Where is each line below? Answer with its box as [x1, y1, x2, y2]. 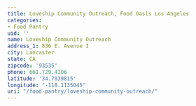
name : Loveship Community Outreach [7, 36, 111, 43]
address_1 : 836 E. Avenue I [7, 43, 90, 50]
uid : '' [7, 29, 30, 37]
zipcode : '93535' [7, 62, 58, 69]
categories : [7, 17, 42, 24]
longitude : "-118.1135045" [7, 82, 86, 89]
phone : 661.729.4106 [7, 68, 68, 75]
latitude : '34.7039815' [7, 75, 77, 82]
